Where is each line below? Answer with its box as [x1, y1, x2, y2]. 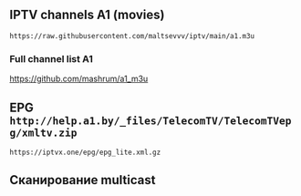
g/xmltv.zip [9, 126, 78, 139]
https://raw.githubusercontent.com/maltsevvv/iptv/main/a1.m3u [9, 31, 255, 40]
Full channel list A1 [9, 52, 94, 65]
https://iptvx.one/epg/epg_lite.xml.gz [9, 148, 161, 157]
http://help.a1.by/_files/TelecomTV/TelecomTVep [9, 114, 292, 127]
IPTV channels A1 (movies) [9, 7, 165, 23]
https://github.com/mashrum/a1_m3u [9, 73, 149, 85]
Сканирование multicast [9, 172, 156, 188]
